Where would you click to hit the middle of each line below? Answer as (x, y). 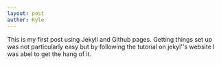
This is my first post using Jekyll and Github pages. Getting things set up (110, 39)
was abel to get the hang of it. (49, 54)
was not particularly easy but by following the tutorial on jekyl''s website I (111, 47)
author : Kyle (26, 20)
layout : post (26, 13)
